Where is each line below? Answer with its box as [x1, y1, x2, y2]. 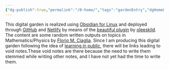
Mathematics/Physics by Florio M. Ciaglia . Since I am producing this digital [5, 37, 160, 43]
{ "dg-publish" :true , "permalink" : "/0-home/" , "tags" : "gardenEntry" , [5, 7, 147, 13]
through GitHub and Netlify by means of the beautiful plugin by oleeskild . [5, 26, 157, 33]
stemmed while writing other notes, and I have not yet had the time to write [5, 53, 161, 59]
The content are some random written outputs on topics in [5, 32, 126, 38]
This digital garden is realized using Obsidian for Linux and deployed [5, 21, 147, 27]
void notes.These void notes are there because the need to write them [5, 48, 151, 54]
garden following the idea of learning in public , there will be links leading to [5, 42, 161, 48]
